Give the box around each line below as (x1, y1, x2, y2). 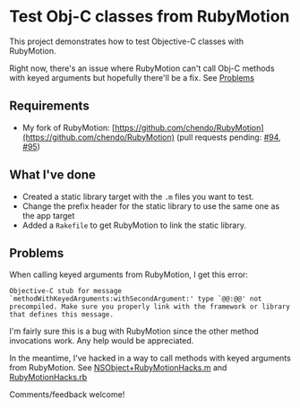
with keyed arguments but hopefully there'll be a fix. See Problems (9, 72, 255, 82)
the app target (21, 210, 75, 221)
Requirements (9, 99, 90, 114)
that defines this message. (9, 310, 115, 319)
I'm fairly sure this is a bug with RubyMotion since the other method (9, 326, 260, 337)
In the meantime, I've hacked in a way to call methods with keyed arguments (9, 352, 291, 364)
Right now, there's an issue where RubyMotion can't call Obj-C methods (9, 63, 275, 74)
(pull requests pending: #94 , (176, 132, 281, 143)
